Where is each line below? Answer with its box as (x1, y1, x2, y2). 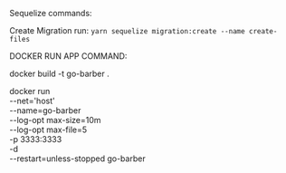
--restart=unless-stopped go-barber (9, 153, 147, 164)
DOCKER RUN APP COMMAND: (9, 51, 128, 62)
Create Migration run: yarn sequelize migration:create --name (9, 25, 246, 35)
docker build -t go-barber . (9, 68, 110, 79)
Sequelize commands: (9, 8, 92, 18)
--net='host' (9, 95, 56, 106)
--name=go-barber (9, 105, 81, 116)
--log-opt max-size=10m (9, 115, 101, 125)
